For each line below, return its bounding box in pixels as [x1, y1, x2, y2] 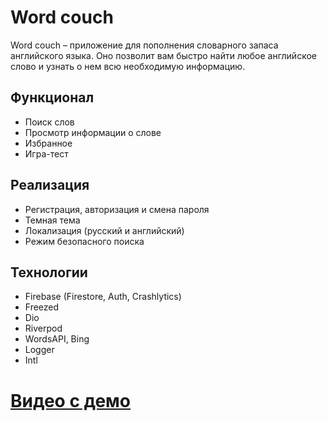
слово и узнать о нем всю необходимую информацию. [10, 60, 246, 72]
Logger [24, 344, 55, 356]
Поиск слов [24, 116, 75, 128]
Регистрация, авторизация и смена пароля [24, 203, 210, 215]
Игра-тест [24, 147, 69, 160]
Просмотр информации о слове [24, 126, 162, 138]
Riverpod [24, 322, 63, 335]
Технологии [10, 264, 88, 281]
